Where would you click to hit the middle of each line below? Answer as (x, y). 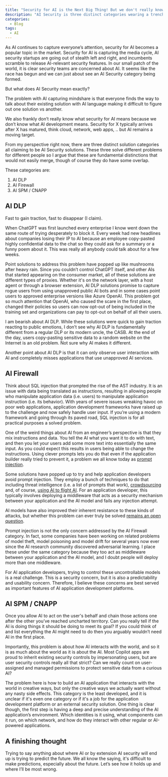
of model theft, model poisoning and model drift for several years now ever (82, 541)
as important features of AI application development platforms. (70, 588)
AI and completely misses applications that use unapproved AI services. (79, 357)
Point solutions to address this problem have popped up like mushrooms (79, 264)
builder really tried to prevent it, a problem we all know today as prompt (79, 459)
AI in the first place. (25, 637)
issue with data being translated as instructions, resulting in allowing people (83, 391)
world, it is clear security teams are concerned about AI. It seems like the (80, 68)
